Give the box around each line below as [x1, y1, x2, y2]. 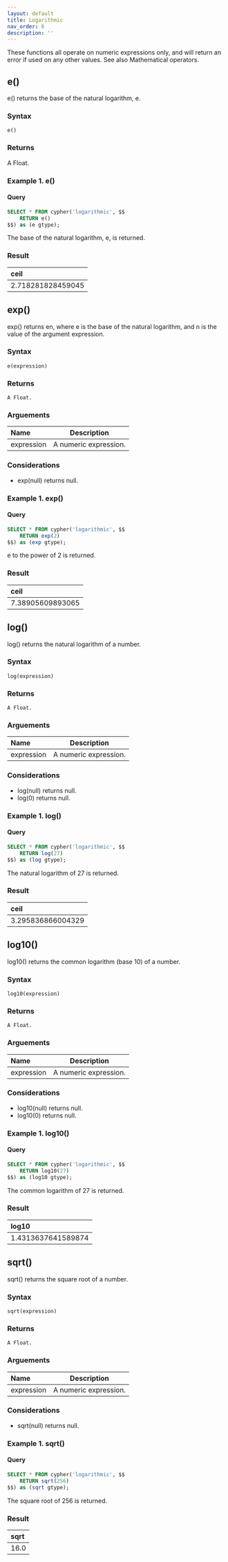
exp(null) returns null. [17, 476, 78, 484]
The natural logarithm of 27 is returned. [7, 869, 120, 877]
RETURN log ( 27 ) [19, 849, 64, 857]
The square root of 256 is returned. [7, 1496, 108, 1505]
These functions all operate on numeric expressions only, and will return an [7, 48, 222, 57]
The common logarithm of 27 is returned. [7, 1186, 124, 1194]
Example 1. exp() [7, 493, 64, 503]
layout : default [7, 10, 54, 17]
